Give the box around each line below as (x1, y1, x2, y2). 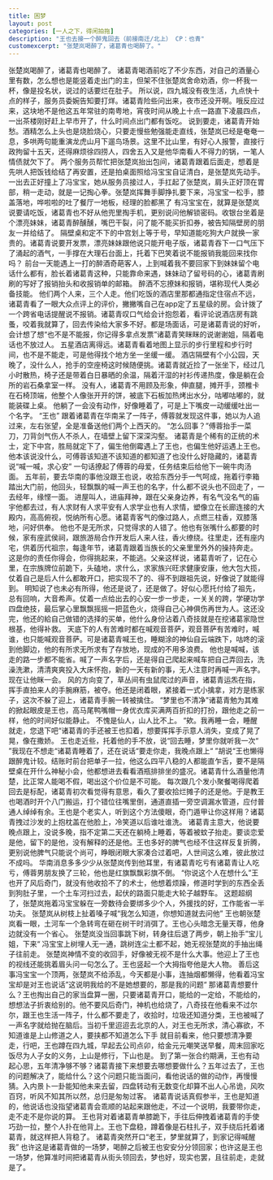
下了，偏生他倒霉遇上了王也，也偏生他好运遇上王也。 (86, 441, 265, 451)
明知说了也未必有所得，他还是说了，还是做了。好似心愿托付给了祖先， (24, 583, 260, 593)
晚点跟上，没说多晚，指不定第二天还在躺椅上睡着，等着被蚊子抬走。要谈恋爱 (8, 827, 265, 837)
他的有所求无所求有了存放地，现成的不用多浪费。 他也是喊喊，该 (43, 644, 260, 654)
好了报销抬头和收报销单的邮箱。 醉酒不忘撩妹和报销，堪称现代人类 (29, 279, 253, 288)
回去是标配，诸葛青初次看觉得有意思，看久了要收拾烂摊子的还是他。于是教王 (8, 787, 265, 796)
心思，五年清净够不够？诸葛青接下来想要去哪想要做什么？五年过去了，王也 (15, 1061, 265, 1071)
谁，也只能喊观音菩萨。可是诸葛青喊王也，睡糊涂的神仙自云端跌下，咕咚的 (8, 635, 258, 644)
